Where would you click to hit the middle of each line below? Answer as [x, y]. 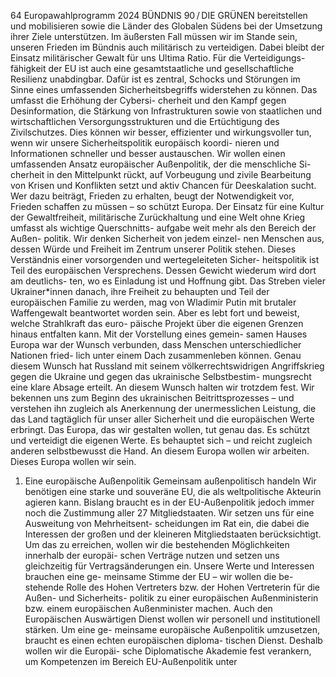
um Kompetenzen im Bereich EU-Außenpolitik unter [131, 661]
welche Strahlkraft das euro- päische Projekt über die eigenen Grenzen [157, 323]
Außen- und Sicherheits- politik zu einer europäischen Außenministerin [171, 598]
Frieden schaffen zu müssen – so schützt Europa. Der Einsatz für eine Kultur [167, 206]
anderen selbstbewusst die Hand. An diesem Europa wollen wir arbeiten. [160, 451]
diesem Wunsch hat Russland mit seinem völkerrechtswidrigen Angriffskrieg [167, 366]
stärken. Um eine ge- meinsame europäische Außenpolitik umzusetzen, [172, 629]
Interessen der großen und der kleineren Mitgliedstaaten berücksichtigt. [173, 534]
